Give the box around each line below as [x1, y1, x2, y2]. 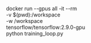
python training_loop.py [6, 30, 63, 37]
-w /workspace [6, 18, 43, 24]
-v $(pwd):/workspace [6, 11, 60, 18]
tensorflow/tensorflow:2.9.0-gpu [6, 24, 85, 31]
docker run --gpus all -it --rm [6, 5, 77, 12]
